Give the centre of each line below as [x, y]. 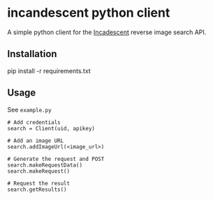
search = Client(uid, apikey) [51, 128]
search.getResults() [37, 190]
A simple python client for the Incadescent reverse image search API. [107, 32]
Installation [32, 54]
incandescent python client [89, 13]
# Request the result [39, 183]
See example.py [29, 109]
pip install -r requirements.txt [49, 70]
